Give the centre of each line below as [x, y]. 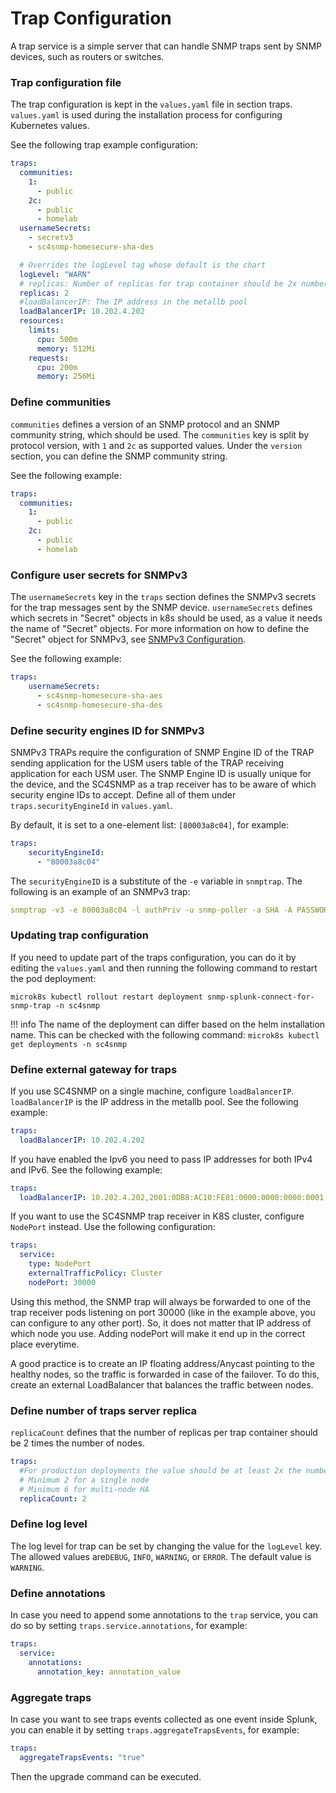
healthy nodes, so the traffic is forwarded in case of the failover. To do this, [165, 1374]
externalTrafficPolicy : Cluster [95, 1273]
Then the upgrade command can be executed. [106, 1776]
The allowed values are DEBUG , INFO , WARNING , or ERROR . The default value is [161, 1556]
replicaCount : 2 [53, 1498]
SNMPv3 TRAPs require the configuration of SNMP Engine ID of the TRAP [162, 752]
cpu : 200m [57, 367]
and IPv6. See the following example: [86, 1169]
